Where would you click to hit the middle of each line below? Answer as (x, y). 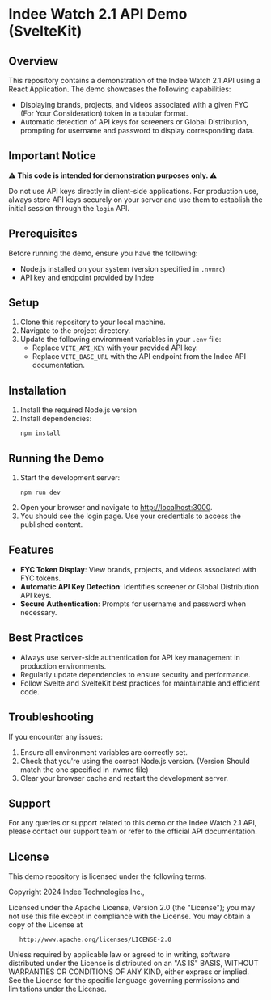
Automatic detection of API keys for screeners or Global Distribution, (134, 122)
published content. (51, 525)
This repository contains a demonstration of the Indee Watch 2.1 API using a (135, 80)
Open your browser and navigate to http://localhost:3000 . (116, 508)
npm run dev (40, 493)
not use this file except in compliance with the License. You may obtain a (129, 916)
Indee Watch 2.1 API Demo (98, 14)
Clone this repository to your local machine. (93, 322)
